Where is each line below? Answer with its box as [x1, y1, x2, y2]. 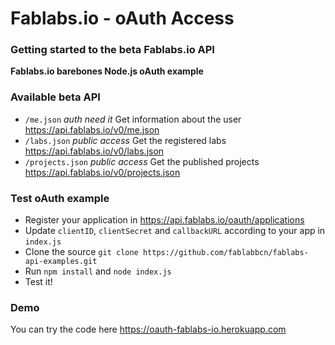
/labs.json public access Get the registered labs [24, 134, 227, 146]
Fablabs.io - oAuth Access [10, 7, 235, 30]
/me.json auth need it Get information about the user [24, 113, 242, 125]
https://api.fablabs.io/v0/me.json [24, 123, 160, 136]
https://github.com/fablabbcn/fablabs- [142, 248, 309, 258]
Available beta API [10, 90, 101, 104]
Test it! [24, 276, 53, 288]
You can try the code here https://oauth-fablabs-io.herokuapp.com [10, 323, 287, 336]
